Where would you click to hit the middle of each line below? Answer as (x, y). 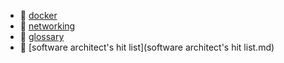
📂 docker (38, 15)
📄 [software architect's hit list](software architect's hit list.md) (147, 47)
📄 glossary (42, 36)
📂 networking (47, 26)
